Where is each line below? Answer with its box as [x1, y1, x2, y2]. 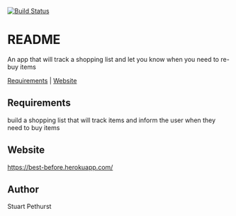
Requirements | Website [7, 76, 77, 85]
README [7, 32, 61, 48]
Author [7, 183, 39, 195]
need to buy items [7, 123, 60, 131]
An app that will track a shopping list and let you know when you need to [7, 55, 220, 63]
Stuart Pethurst [7, 202, 52, 211]
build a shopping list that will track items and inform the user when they [7, 116, 216, 124]
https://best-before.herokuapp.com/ [7, 163, 113, 171]
